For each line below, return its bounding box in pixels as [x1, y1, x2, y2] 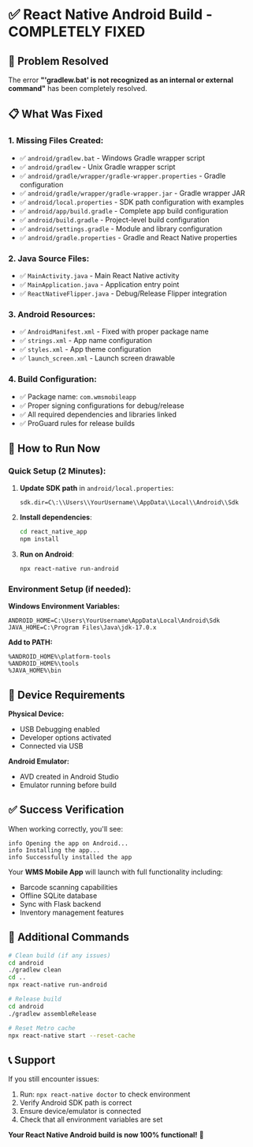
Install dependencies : [19, 512, 92, 523]
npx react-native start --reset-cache [8, 1032, 136, 1039]
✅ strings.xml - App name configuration [19, 336, 152, 345]
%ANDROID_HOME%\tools [8, 660, 80, 668]
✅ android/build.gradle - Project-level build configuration [19, 215, 210, 224]
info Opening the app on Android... [8, 839, 128, 847]
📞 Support [8, 1053, 56, 1066]
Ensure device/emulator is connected [19, 1107, 142, 1116]
